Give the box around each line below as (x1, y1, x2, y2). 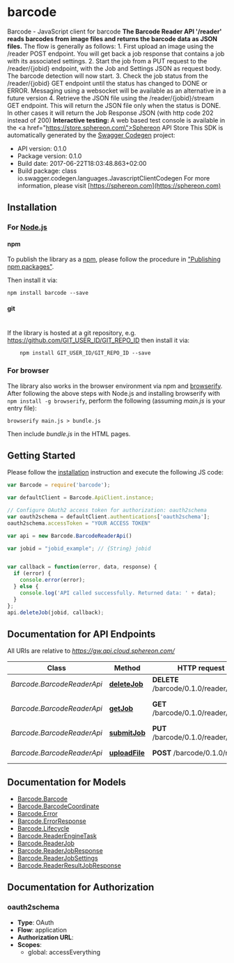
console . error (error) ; (19, 576, 86, 584)
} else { (13, 583, 39, 590)
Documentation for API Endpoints (7, 628, 156, 640)
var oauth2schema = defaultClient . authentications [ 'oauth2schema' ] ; (7, 513, 210, 520)
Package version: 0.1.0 (17, 151, 82, 160)
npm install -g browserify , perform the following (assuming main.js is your (7, 396, 226, 405)
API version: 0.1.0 (17, 144, 68, 153)
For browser (7, 366, 49, 376)
